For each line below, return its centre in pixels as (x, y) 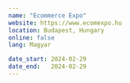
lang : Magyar (30, 45)
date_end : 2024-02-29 (48, 67)
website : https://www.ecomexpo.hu (65, 23)
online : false (32, 38)
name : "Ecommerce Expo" (48, 15)
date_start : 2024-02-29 (48, 59)
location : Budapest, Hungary (56, 30)
